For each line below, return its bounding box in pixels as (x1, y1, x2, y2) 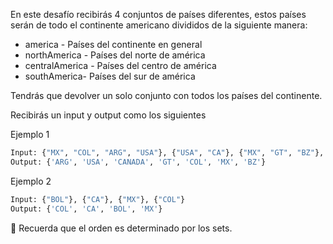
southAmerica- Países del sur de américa (24, 70, 196, 82)
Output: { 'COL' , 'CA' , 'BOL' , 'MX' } (10, 204, 163, 214)
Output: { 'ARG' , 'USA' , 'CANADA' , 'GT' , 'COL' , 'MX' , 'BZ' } (10, 157, 267, 167)
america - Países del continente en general (24, 39, 203, 50)
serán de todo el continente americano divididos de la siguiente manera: (10, 19, 308, 31)
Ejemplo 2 (10, 175, 52, 187)
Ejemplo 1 (10, 129, 50, 140)
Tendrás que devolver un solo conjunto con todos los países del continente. (10, 90, 323, 101)
